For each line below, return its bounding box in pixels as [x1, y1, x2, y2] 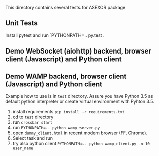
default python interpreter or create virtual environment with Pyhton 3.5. [5, 98, 154, 105]
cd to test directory [12, 114, 54, 120]
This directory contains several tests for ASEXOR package [5, 5, 126, 10]
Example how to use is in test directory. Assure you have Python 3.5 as [5, 93, 153, 99]
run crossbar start [12, 119, 53, 125]
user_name [12, 146, 34, 151]
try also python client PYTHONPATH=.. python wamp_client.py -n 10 [12, 141, 150, 147]
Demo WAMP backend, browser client [5, 72, 127, 80]
